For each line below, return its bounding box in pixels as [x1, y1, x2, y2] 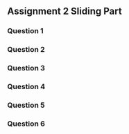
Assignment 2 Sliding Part [7, 6, 123, 17]
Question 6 [7, 119, 45, 128]
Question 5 [7, 100, 45, 110]
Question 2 [7, 45, 45, 55]
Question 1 [7, 26, 44, 36]
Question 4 [7, 82, 46, 92]
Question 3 [7, 64, 45, 73]
